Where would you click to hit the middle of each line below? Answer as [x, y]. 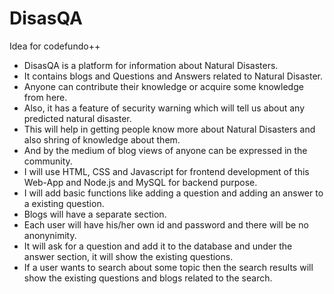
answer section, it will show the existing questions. [128, 256]
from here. [45, 97]
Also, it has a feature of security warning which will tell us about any [164, 108]
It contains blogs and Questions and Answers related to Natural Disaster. [173, 76]
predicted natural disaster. [77, 118]
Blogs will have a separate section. [95, 214]
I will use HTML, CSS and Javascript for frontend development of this [166, 171]
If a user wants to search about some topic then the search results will [168, 267]
